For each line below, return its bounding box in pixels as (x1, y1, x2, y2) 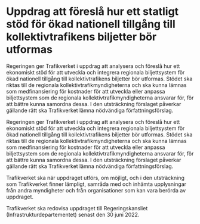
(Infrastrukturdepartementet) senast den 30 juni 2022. (6, 211, 140, 218)
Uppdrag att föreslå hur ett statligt (6, 5, 179, 18)
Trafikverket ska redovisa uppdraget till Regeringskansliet (6, 204, 148, 211)
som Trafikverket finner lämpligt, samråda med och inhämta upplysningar (6, 181, 187, 188)
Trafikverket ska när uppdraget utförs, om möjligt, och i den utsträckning (6, 174, 185, 181)
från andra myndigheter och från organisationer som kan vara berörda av (6, 186, 186, 194)
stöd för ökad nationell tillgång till (6, 17, 176, 31)
